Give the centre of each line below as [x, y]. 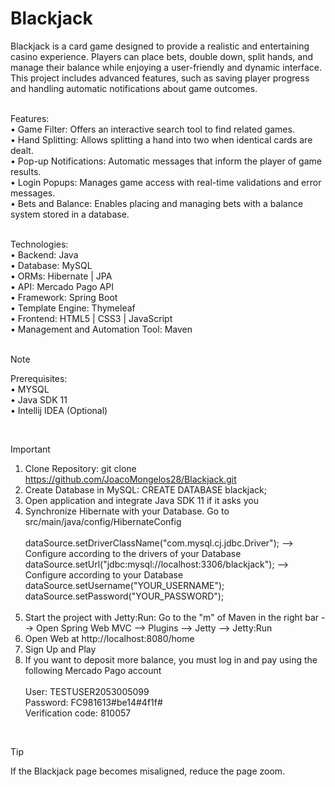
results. [26, 171]
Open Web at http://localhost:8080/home [109, 638]
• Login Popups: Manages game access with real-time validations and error [166, 182]
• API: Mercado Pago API [62, 286]
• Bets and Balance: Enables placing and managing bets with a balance [157, 203]
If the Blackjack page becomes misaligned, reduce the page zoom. [148, 771]
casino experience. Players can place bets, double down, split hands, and [162, 56]
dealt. [22, 150]
